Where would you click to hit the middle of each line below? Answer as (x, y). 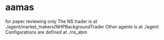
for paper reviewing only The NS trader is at (51, 21)
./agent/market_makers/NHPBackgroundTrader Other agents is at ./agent (82, 26)
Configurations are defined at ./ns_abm (46, 32)
